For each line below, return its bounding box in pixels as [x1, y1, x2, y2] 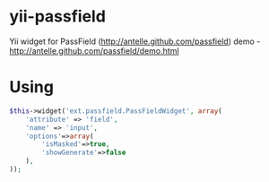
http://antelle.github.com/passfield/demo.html [9, 45, 179, 56]
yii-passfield [9, 6, 106, 27]
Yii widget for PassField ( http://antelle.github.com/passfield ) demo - [9, 36, 261, 47]
